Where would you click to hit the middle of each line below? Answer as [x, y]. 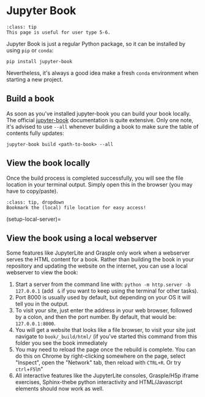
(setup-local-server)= [34, 219]
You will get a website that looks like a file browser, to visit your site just [105, 330]
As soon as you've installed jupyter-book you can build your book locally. [99, 114]
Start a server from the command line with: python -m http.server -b [103, 284]
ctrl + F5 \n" [29, 369]
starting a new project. [35, 79]
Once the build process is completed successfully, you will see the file [95, 178]
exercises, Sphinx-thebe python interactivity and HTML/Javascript [99, 382]
